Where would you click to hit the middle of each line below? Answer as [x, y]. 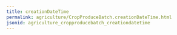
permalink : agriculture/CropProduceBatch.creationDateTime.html [89, 17]
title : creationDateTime [38, 12]
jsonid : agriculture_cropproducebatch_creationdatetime [78, 23]
